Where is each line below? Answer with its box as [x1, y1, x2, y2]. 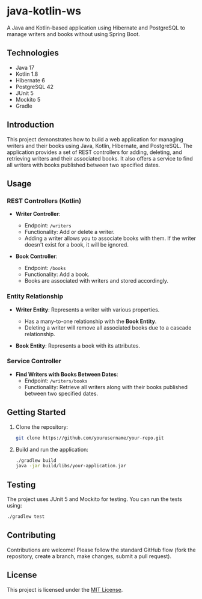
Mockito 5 [15, 96, 41, 103]
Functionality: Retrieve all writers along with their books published [24, 383, 188, 390]
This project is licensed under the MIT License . [7, 586, 123, 593]
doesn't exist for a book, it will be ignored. [24, 241, 129, 248]
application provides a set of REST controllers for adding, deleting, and [7, 149, 182, 156]
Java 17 [15, 64, 35, 71]
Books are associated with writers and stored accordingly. [24, 277, 169, 284]
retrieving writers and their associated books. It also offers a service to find [7, 155, 193, 162]
